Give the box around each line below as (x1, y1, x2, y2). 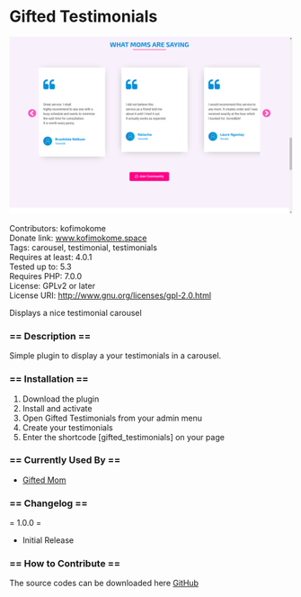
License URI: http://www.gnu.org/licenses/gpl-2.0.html (9, 290, 212, 301)
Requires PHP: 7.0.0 (9, 270, 83, 281)
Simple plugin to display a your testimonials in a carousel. (9, 350, 222, 361)
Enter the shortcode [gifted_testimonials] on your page (22, 431, 225, 442)
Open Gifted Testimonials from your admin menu (22, 412, 203, 423)
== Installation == (9, 373, 89, 385)
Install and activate (22, 403, 93, 413)
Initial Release (22, 535, 75, 546)
